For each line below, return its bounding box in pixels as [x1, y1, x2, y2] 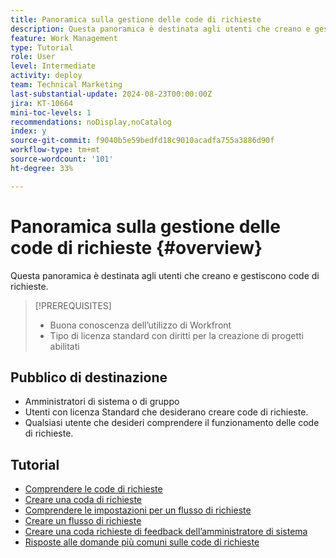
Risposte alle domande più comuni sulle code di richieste [24, 536, 260, 548]
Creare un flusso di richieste [24, 515, 142, 527]
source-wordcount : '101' [10, 154, 114, 164]
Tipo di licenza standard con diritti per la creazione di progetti [49, 329, 304, 341]
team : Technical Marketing [10, 80, 123, 90]
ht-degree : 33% [10, 163, 74, 173]
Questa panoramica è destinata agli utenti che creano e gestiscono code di [10, 269, 320, 281]
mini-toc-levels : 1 [10, 107, 92, 118]
